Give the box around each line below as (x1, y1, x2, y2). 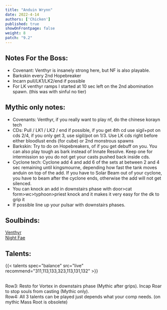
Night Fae (5, 235, 26, 241)
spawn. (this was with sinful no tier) (12, 88, 87, 94)
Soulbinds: (5, 216, 40, 225)
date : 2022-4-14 (5, 12, 39, 17)
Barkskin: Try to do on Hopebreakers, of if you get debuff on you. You (12, 143, 157, 149)
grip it (12, 196, 25, 202)
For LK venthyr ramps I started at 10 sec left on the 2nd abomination (12, 83, 153, 89)
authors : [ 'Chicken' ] (5, 17, 51, 22)
